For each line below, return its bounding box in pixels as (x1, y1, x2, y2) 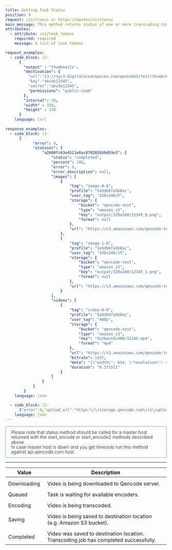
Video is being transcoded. (47, 502, 112, 509)
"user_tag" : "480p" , (69, 317, 114, 322)
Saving (8, 516, 25, 523)
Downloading (8, 480, 40, 487)
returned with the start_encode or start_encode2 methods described (11, 434, 153, 440)
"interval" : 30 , (24, 98, 58, 103)
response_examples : (5, 126, 47, 131)
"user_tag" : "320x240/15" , (69, 250, 127, 255)
